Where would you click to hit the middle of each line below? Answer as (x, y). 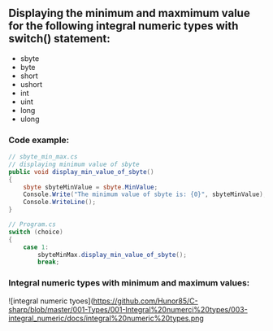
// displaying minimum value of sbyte (74, 164)
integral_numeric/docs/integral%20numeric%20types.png (106, 318)
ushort (31, 84)
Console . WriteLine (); (59, 203)
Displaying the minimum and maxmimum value (129, 13)
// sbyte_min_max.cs (43, 157)
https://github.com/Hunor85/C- (146, 301)
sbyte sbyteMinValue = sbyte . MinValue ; (91, 187)
